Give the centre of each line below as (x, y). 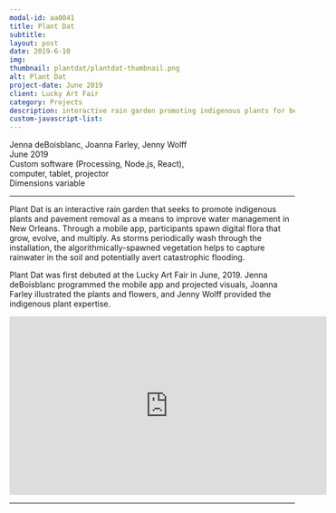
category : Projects (46, 102)
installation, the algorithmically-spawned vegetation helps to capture (137, 248)
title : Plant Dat (42, 26)
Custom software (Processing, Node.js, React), (97, 164)
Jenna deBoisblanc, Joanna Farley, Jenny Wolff (98, 145)
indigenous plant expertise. (60, 304)
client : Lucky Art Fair (54, 93)
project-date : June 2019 (56, 85)
